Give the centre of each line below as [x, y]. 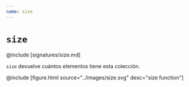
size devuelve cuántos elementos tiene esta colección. [73, 66]
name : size [19, 11]
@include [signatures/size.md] [43, 55]
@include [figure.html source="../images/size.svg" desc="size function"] [95, 78]
